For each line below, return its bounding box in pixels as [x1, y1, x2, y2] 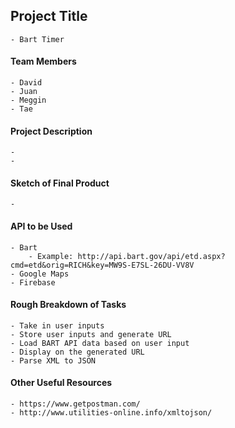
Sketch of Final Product [10, 177, 110, 189]
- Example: [28, 251, 74, 261]
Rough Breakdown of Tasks [10, 299, 127, 311]
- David [10, 78, 43, 88]
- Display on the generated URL [10, 347, 145, 357]
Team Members [10, 55, 77, 68]
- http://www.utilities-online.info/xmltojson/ [10, 408, 213, 418]
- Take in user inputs [10, 320, 105, 331]
